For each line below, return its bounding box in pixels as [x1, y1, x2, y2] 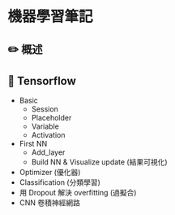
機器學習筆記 [7, 7, 94, 26]
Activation [31, 130, 66, 140]
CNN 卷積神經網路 [19, 198, 81, 208]
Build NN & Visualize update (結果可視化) [31, 157, 168, 167]
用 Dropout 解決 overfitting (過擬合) [19, 188, 137, 198]
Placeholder [31, 113, 72, 123]
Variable [31, 121, 60, 131]
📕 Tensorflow [7, 74, 76, 88]
